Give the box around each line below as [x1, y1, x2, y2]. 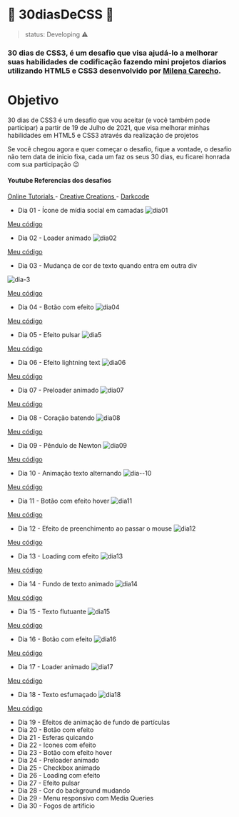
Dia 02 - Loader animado [17, 234, 91, 242]
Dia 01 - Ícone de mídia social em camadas [17, 206, 144, 214]
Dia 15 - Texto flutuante [17, 607, 87, 616]
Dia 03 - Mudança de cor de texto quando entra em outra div [17, 261, 198, 270]
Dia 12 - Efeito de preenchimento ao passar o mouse [17, 524, 173, 533]
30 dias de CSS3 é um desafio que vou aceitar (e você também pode [7, 116, 210, 124]
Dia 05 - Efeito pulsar [17, 331, 81, 339]
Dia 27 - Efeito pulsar [17, 778, 81, 787]
